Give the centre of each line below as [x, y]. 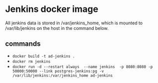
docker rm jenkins [31, 61]
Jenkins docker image [52, 9]
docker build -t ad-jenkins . [44, 56]
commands [23, 44]
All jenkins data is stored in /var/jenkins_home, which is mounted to [74, 23]
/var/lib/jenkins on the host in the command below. [57, 28]
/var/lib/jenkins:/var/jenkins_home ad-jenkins [62, 76]
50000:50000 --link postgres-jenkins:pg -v [58, 71]
